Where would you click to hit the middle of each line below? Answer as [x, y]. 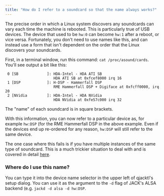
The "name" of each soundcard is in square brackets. [59, 109]
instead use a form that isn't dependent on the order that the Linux [72, 44]
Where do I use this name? [37, 167]
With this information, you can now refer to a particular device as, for [75, 118]
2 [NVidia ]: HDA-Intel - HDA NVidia [55, 95]
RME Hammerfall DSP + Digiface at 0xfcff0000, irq [106, 87]
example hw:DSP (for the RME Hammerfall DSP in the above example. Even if [82, 123]
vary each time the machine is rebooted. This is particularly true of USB [77, 29]
